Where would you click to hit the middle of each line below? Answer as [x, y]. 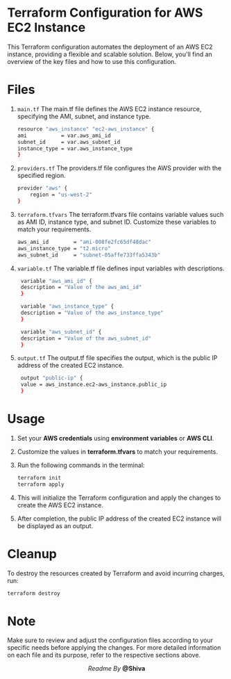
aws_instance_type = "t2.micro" [64, 248]
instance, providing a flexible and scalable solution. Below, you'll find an [110, 54]
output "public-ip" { [52, 378]
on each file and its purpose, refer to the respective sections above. [104, 655]
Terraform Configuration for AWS [105, 13]
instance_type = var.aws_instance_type [75, 148]
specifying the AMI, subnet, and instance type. [84, 116]
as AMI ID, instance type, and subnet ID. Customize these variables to [117, 222]
